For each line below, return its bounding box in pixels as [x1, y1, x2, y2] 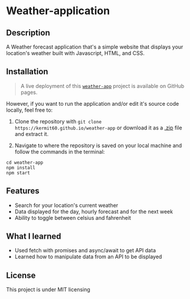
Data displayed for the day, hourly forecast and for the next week [14, 208, 173, 215]
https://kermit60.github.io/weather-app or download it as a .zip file [14, 124, 182, 131]
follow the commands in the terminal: [14, 148, 105, 155]
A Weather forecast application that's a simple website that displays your [6, 43, 184, 50]
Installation [6, 67, 48, 77]
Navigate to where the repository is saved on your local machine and [14, 142, 182, 149]
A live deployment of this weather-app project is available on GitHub [20, 82, 185, 89]
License [6, 270, 36, 280]
